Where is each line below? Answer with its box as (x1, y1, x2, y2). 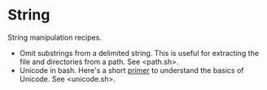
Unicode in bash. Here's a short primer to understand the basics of (19, 65, 244, 75)
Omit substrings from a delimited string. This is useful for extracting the (19, 48, 260, 58)
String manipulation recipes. (7, 32, 103, 42)
